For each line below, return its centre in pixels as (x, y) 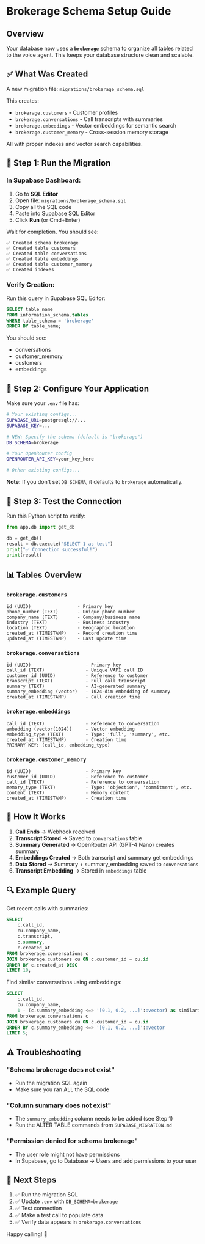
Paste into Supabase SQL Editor (55, 213)
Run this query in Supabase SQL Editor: (56, 298)
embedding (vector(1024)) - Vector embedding (71, 729)
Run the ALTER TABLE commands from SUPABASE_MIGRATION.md (93, 1125)
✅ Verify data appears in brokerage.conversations (78, 1222)
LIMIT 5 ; (17, 1033)
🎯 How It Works (36, 817)
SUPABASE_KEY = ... (28, 426)
